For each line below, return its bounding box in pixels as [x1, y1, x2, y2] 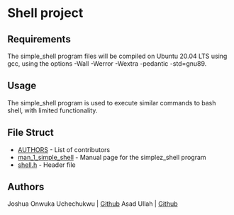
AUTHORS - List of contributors [17, 145, 111, 153]
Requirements [7, 33, 71, 45]
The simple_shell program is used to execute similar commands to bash [7, 98, 216, 107]
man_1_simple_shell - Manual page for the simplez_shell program [17, 153, 207, 161]
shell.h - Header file [17, 161, 76, 169]
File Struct [7, 127, 55, 139]
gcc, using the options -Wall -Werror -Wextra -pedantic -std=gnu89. [7, 59, 207, 68]
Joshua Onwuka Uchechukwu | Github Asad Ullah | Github [7, 199, 179, 208]
